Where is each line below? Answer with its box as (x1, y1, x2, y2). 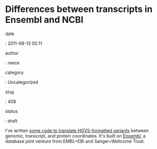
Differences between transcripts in (5, 3, 153, 15)
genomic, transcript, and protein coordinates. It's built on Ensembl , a (5, 132, 146, 138)
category (5, 69, 24, 75)
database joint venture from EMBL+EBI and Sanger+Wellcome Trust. (5, 138, 145, 144)
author (5, 50, 19, 56)
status (5, 108, 18, 114)
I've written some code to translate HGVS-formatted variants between (5, 127, 149, 133)
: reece (5, 59, 20, 65)
